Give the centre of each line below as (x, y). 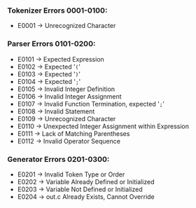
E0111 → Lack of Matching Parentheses (73, 133)
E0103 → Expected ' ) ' (49, 74)
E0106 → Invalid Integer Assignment (69, 96)
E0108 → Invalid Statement (56, 111)
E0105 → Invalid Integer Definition (66, 89)
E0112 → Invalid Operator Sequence (69, 141)
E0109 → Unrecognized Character (66, 118)
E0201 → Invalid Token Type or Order (71, 174)
